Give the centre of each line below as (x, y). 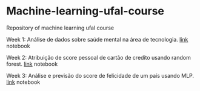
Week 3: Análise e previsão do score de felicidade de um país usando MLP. (100, 75)
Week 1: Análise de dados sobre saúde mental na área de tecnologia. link (97, 39)
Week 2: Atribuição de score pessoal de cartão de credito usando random (98, 57)
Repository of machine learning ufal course (60, 28)
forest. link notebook (32, 64)
